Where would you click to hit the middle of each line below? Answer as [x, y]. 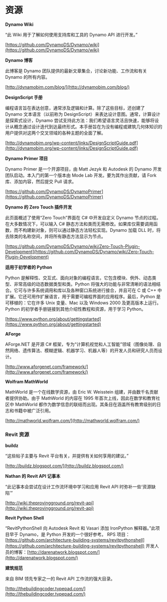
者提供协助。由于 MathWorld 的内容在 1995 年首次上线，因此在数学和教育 [81, 398]
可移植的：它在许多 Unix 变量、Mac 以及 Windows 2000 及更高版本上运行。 [83, 303]
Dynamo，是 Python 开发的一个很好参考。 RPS [67, 535]
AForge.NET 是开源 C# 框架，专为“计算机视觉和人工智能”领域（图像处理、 [81, 344]
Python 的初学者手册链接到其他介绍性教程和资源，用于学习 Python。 [76, 309]
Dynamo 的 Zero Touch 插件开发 [39, 207]
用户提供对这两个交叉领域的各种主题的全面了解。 [55, 133]
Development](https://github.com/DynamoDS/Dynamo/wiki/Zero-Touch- [80, 251]
